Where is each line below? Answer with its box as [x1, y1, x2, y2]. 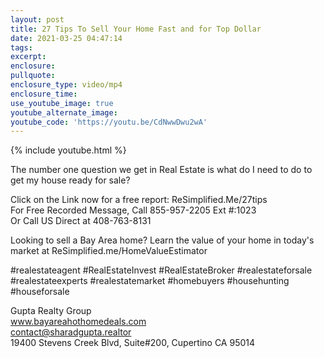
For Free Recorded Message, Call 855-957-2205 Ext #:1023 [10, 204, 257, 216]
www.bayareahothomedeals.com [10, 316, 147, 328]
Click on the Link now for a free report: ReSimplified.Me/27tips [10, 194, 268, 206]
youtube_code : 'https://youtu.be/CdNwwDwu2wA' [10, 117, 208, 127]
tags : [10, 42, 33, 53]
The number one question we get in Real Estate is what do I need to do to [10, 164, 313, 176]
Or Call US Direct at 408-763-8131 [10, 215, 152, 227]
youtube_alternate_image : [10, 107, 118, 118]
